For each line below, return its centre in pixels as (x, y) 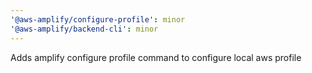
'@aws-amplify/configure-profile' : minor (98, 19)
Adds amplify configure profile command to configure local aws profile (156, 57)
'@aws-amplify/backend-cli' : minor (84, 29)
